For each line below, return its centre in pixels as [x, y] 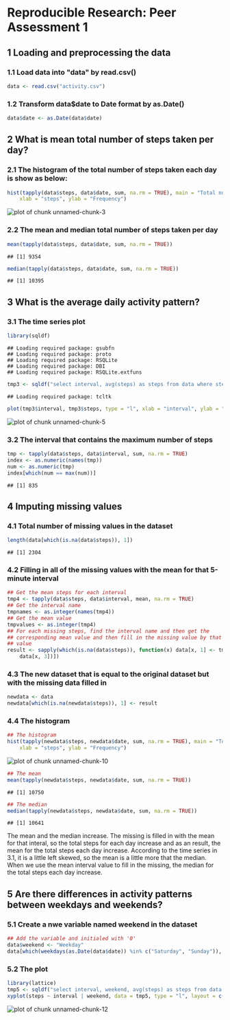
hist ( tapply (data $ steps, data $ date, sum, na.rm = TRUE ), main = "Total [111, 193]
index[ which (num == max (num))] [52, 473]
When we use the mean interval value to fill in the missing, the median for [111, 865]
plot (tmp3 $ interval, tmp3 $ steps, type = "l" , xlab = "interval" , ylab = [113, 409]
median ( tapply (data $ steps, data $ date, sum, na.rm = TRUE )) [93, 269]
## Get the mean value [39, 618]
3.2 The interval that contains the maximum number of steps [110, 440]
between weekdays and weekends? [85, 905]
